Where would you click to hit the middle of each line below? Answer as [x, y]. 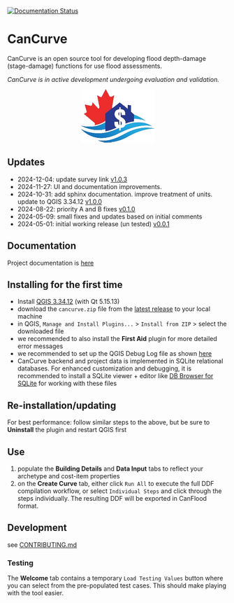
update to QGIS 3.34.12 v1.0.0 [60, 201]
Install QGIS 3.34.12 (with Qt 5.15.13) [68, 302]
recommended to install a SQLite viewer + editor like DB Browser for [115, 376]
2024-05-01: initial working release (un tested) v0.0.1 [93, 223]
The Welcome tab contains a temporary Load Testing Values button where [115, 578]
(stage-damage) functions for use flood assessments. [85, 66]
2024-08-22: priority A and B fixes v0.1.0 [76, 209]
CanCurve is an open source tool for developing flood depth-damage [107, 58]
